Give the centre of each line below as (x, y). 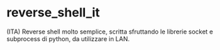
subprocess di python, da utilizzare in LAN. (68, 38)
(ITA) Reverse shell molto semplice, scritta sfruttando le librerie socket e (110, 32)
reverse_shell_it (53, 13)
